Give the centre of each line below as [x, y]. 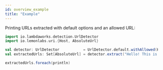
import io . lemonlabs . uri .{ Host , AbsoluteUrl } [52, 41]
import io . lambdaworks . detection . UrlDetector [52, 37]
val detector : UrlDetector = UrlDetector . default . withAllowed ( [81, 50]
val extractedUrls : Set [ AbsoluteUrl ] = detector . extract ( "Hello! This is [81, 54]
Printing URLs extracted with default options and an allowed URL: [70, 28]
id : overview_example [27, 9]
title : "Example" [23, 14]
